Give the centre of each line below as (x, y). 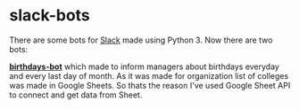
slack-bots (50, 16)
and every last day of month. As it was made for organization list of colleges (149, 75)
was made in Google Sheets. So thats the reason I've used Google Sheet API (150, 85)
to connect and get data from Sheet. (76, 95)
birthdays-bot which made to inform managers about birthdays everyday (144, 66)
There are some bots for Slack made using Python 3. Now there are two (141, 40)
